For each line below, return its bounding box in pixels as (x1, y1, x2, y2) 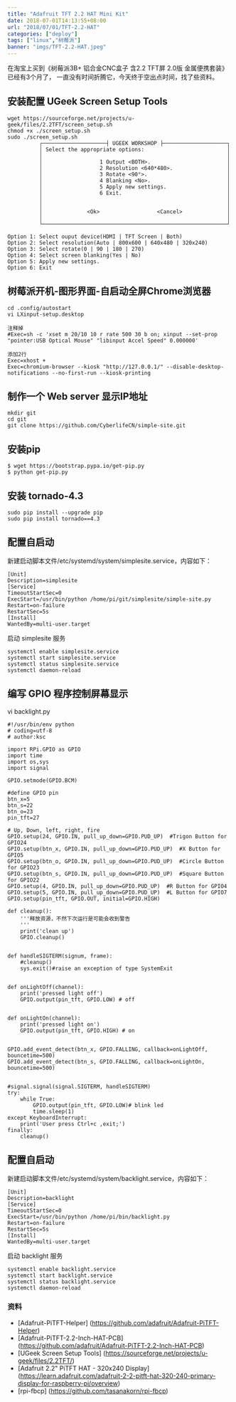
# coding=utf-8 (7, 727, 53, 734)
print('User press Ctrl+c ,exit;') (20, 1120, 126, 1128)
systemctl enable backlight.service (7, 1265, 116, 1273)
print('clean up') (20, 927, 75, 935)
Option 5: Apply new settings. (7, 257, 100, 265)
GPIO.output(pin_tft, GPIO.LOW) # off (20, 996, 135, 1003)
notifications (7, 369, 50, 377)
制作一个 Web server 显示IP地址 (7, 390, 148, 402)
